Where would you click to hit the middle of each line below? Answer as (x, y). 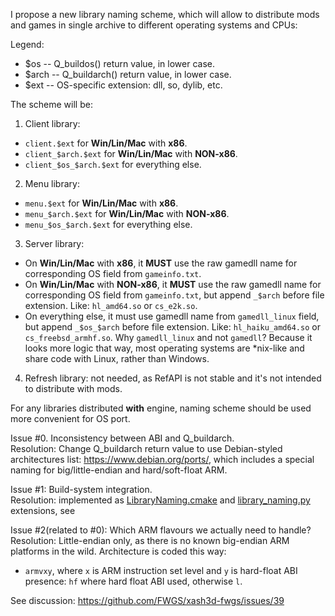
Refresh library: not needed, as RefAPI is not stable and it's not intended (173, 378)
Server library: (54, 243)
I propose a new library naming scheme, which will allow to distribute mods (165, 14)
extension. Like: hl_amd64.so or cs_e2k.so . (111, 305)
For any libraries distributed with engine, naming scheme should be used (161, 408)
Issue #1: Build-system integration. (81, 489)
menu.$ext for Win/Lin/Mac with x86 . (101, 203)
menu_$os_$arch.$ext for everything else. (108, 224)
